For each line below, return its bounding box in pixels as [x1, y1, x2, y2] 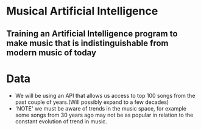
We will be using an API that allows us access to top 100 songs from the [15, 92, 196, 99]
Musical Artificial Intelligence [6, 4, 158, 18]
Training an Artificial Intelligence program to [6, 29, 178, 39]
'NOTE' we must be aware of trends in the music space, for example [15, 104, 187, 112]
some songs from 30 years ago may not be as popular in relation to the [15, 111, 194, 118]
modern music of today [6, 47, 96, 58]
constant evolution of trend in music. [15, 117, 108, 125]
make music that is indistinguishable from [6, 38, 169, 48]
